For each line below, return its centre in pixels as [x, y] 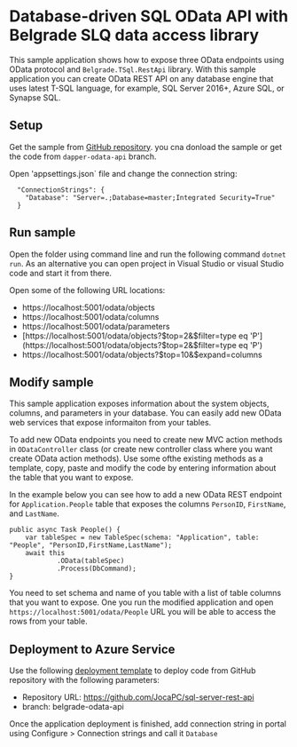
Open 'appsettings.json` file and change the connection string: [123, 173]
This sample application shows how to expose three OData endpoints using [147, 60]
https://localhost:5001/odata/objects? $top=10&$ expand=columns [142, 354]
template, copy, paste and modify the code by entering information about [143, 468]
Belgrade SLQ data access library [134, 35]
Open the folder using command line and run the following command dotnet [148, 254]
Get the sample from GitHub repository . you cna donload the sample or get [145, 147]
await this [45, 553]
